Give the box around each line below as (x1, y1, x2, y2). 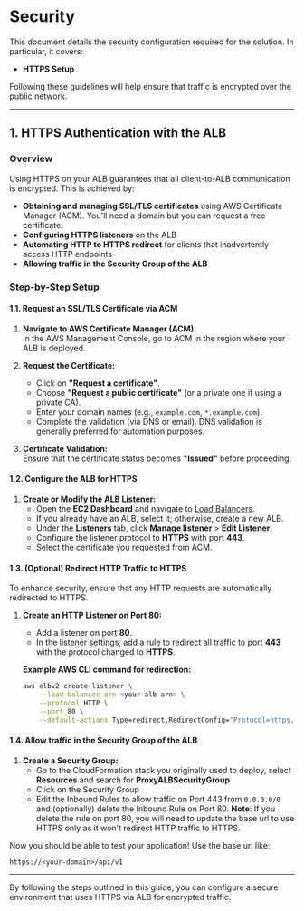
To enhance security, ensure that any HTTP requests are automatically (9, 582, 272, 594)
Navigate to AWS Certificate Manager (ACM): (22, 323, 197, 334)
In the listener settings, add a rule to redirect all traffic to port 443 (35, 637, 281, 648)
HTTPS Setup (22, 63, 75, 74)
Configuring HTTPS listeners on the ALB (22, 229, 177, 240)
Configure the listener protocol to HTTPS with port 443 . (35, 532, 245, 542)
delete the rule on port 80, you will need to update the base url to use (35, 812, 295, 823)
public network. (9, 91, 68, 101)
